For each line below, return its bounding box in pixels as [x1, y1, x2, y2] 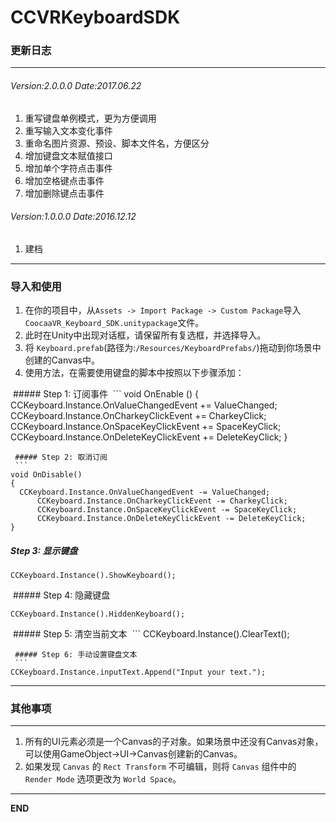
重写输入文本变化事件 [24, 124, 113, 136]
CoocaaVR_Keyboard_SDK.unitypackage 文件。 [24, 317, 205, 329]
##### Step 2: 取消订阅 [14, 452, 108, 463]
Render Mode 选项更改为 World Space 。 [24, 773, 182, 785]
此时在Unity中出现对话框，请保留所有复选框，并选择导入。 [24, 329, 267, 341]
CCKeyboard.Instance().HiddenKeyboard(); [10, 609, 186, 620]
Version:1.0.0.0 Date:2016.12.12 [10, 211, 137, 223]
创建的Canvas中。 [24, 354, 101, 366]
